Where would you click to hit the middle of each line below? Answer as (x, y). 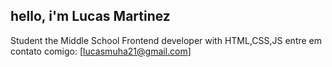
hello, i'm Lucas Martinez (90, 16)
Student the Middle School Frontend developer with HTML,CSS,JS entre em (166, 40)
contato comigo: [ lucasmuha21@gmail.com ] (101, 51)
